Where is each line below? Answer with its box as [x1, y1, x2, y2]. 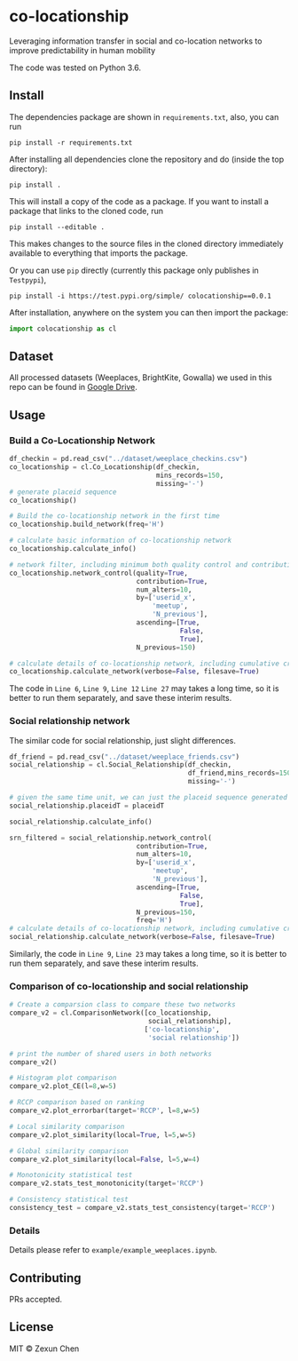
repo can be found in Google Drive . [9, 382, 137, 393]
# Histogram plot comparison [9, 1073, 117, 1083]
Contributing [9, 1270, 82, 1285]
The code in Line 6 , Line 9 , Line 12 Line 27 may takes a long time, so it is [9, 683, 279, 694]
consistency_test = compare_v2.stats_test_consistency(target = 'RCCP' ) [9, 1204, 276, 1213]
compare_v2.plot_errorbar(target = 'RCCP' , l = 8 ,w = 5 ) [9, 1106, 200, 1116]
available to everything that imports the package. [9, 247, 189, 259]
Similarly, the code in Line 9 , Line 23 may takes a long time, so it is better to [9, 949, 287, 959]
